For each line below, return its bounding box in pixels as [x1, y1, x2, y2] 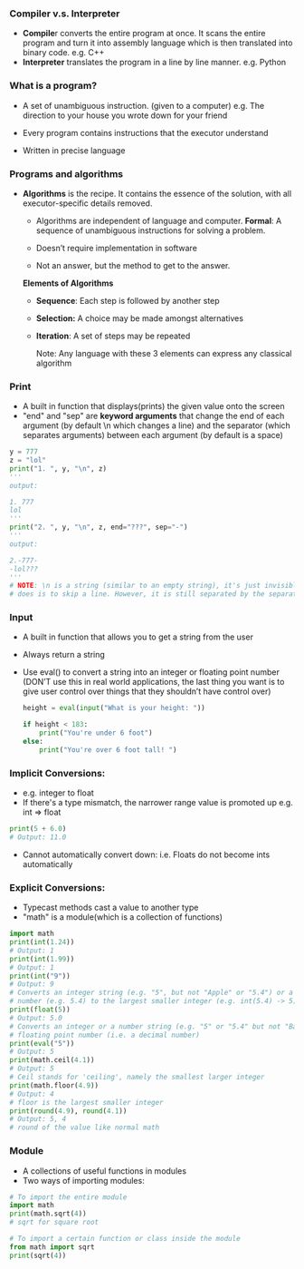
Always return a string [22, 649, 106, 660]
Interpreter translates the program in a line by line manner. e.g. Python [22, 57, 287, 68]
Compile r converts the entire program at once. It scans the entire [22, 28, 266, 39]
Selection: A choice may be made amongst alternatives [35, 312, 244, 324]
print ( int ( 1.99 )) [9, 954, 75, 963]
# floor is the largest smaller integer [9, 1098, 165, 1107]
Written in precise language [22, 144, 126, 156]
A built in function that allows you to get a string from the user [22, 631, 253, 642]
